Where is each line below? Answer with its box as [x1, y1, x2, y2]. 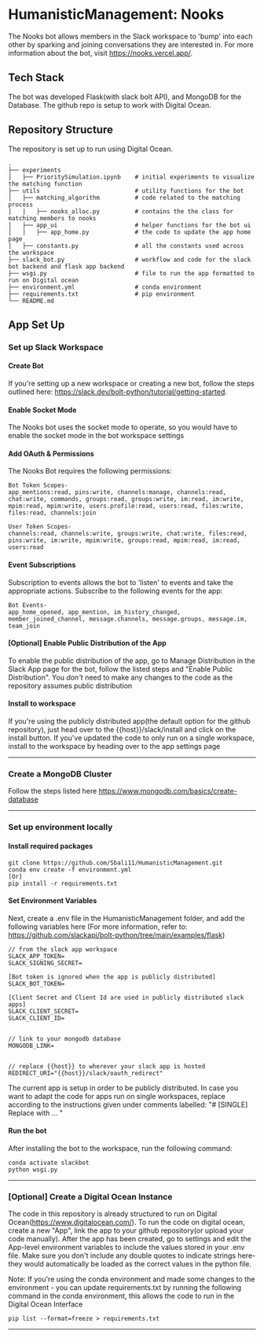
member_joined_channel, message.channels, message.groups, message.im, [8, 615, 247, 623]
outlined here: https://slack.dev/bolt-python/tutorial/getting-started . [8, 387, 228, 396]
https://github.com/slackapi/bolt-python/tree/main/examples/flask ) [8, 930, 225, 939]
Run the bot [8, 1126, 47, 1136]
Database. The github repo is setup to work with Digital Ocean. [8, 100, 211, 109]
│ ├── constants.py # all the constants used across [8, 241, 244, 249]
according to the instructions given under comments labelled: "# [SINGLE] [8, 1100, 248, 1109]
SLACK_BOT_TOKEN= [8, 979, 65, 988]
